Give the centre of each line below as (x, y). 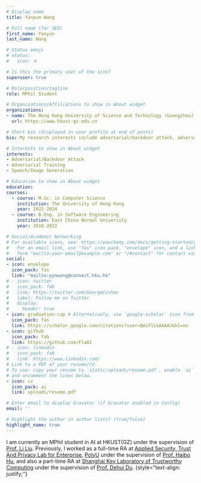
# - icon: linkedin (31, 348)
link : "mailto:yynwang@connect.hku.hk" (61, 276)
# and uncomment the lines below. (49, 375)
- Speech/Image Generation (40, 171)
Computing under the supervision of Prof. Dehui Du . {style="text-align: (93, 467)
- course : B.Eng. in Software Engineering (65, 215)
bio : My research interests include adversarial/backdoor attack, (91, 137)
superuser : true (26, 77)
